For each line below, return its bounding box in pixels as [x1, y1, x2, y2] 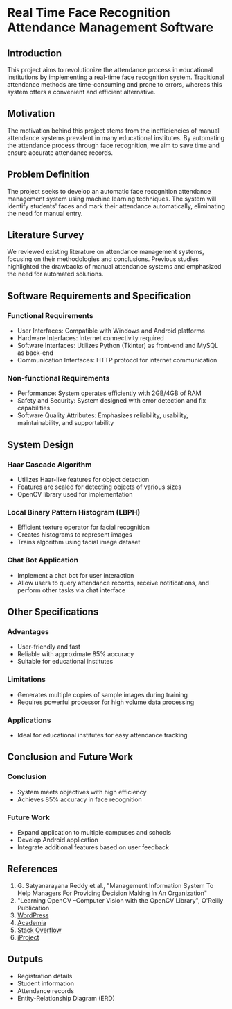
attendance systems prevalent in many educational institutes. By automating [7, 133, 225, 142]
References [7, 863, 58, 875]
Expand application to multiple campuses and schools [17, 828, 172, 836]
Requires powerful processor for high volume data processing [17, 698, 195, 706]
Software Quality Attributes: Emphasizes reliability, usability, [17, 411, 188, 419]
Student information [17, 979, 75, 987]
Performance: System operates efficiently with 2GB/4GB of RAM [17, 389, 202, 397]
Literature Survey [7, 229, 84, 241]
